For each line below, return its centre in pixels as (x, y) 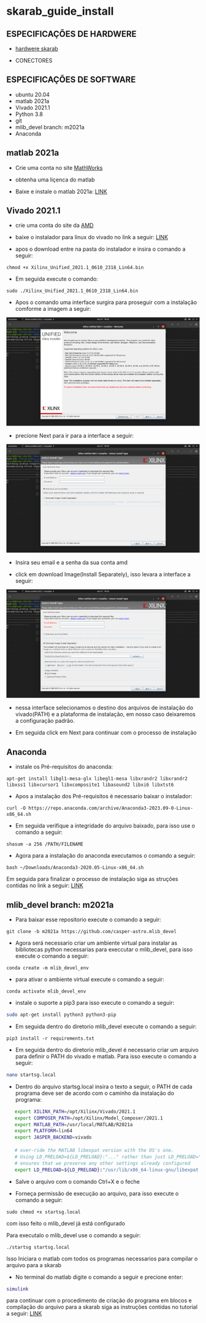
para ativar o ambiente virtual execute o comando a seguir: (90, 980)
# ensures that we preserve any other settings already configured (102, 1163)
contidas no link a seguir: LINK (45, 886)
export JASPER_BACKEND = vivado (53, 1138)
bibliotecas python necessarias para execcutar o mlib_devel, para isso (104, 950)
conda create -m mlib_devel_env (48, 968)
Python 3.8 (29, 114)
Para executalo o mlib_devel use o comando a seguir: (74, 1235)
